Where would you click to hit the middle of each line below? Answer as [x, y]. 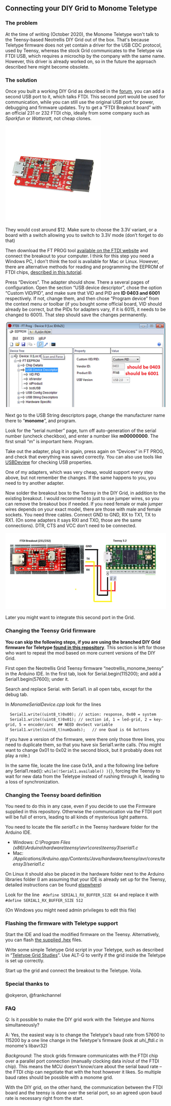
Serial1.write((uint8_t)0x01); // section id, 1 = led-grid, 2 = [81, 719]
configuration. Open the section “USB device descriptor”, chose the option [84, 287]
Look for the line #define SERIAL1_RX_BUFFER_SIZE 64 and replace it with [82, 895]
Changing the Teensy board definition [53, 795]
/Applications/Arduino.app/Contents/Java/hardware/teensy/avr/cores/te [89, 859]
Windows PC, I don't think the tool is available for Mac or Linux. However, [82, 261]
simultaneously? [22, 1025]
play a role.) [18, 755]
